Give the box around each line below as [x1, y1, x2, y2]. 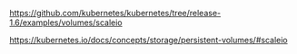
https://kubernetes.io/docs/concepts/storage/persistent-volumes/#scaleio [9, 35, 288, 45]
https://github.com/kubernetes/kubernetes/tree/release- [9, 8, 221, 18]
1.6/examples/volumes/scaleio [9, 17, 123, 28]
